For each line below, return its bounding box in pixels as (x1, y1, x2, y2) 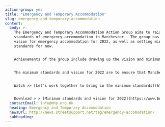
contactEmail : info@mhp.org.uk (9, 101, 74, 106)
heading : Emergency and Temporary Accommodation (9, 105, 111, 110)
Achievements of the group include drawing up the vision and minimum (14, 57, 162, 62)
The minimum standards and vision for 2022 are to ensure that (14, 70, 146, 75)
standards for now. (14, 44, 54, 49)
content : (5, 21, 23, 26)
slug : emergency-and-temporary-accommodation (5, 16, 100, 21)
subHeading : (9, 114, 34, 119)
